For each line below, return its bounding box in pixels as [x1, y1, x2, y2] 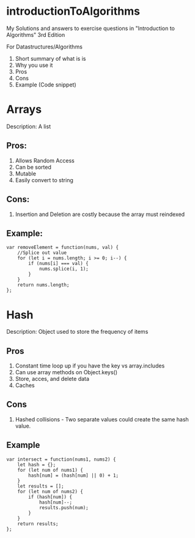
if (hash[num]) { [28, 494, 72, 500]
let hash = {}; [17, 461, 56, 467]
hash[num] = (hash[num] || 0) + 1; [28, 472, 119, 478]
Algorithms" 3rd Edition [6, 31, 65, 38]
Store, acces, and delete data [15, 375, 90, 383]
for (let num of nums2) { [17, 488, 84, 494]
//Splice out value [17, 250, 67, 256]
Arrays [6, 102, 42, 117]
